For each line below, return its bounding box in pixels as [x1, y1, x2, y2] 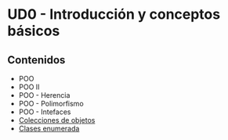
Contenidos [7, 53, 66, 66]
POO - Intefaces [18, 107, 71, 117]
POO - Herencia [18, 91, 71, 99]
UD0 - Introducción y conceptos [7, 5, 221, 23]
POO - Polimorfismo [18, 99, 84, 108]
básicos [7, 22, 60, 40]
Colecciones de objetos [18, 116, 96, 124]
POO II [18, 82, 40, 92]
